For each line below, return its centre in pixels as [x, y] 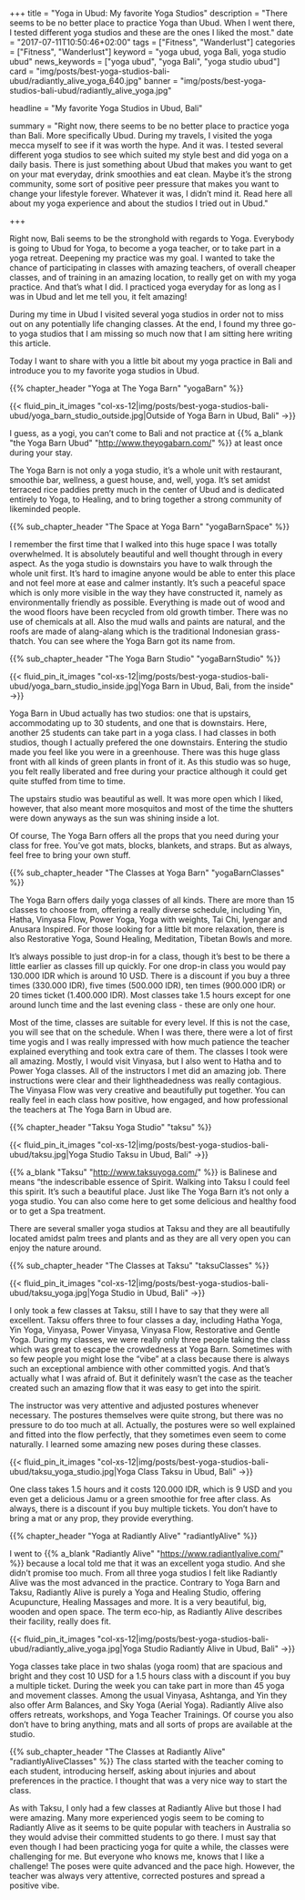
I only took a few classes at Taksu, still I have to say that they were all [139, 1310]
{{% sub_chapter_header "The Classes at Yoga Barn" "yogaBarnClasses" [147, 873]
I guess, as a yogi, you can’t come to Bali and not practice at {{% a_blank [147, 433]
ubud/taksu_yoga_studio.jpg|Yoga [73, 1471]
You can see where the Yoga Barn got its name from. [137, 641]
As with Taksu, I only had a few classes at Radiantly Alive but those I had [146, 1808]
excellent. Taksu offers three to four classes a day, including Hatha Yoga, [146, 1320]
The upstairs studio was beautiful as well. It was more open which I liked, [147, 799]
